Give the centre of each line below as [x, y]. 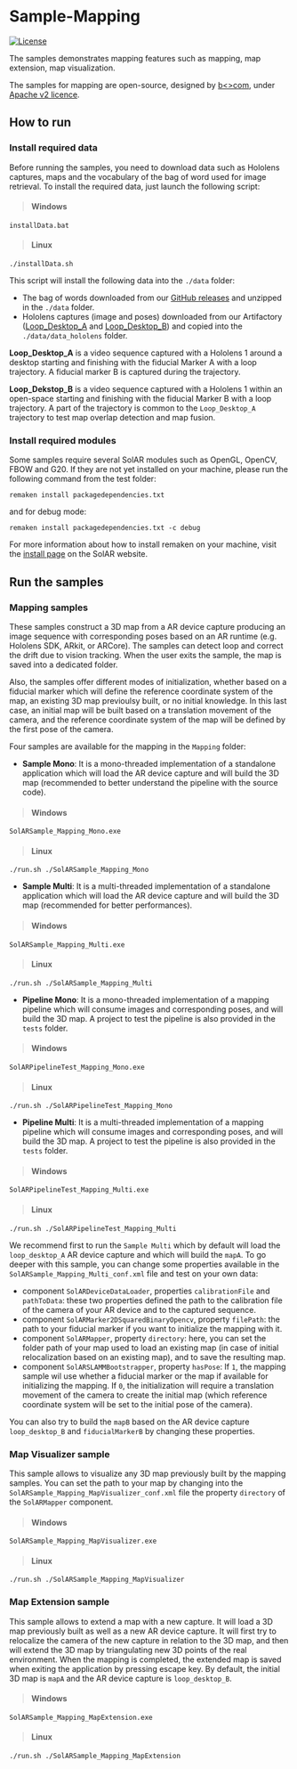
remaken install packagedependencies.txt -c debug [105, 528]
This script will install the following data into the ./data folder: [122, 281]
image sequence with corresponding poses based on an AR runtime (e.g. [143, 636]
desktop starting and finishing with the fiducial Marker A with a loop [133, 363]
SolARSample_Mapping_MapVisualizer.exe [83, 1541]
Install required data [53, 148]
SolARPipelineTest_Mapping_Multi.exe [79, 1190]
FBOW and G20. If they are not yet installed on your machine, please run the [149, 469]
